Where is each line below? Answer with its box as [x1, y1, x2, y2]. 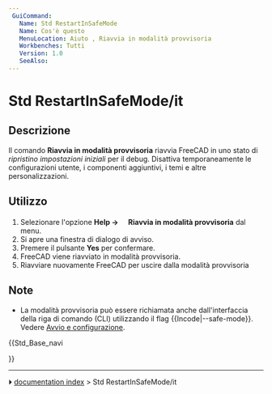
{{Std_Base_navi [8, 337, 63, 348]
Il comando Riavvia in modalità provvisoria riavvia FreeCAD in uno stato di [8, 145, 258, 155]
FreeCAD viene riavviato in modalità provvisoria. [19, 252, 181, 261]
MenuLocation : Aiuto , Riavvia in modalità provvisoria [19, 34, 212, 43]
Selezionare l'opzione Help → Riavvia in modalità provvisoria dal [19, 217, 246, 227]
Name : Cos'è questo [19, 27, 85, 35]
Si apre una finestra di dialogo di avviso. [19, 234, 155, 244]
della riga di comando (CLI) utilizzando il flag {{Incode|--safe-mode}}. [19, 313, 253, 324]
